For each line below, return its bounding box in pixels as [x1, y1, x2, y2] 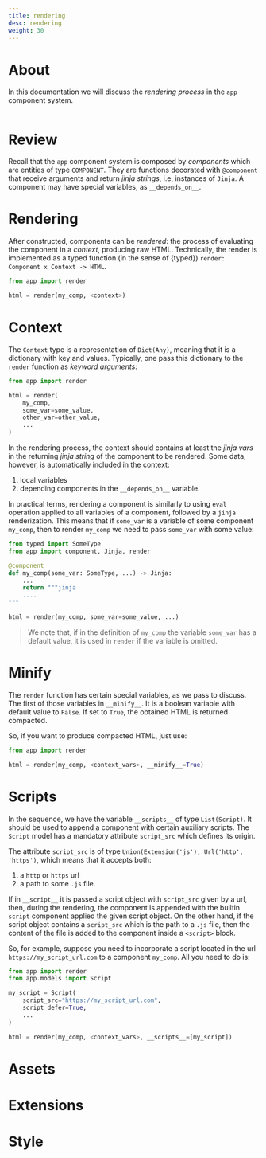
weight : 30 [8, 26, 44, 34]
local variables [19, 475, 67, 484]
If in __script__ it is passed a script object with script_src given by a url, [8, 894, 248, 904]
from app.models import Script [8, 975, 112, 983]
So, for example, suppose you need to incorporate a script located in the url [8, 943, 256, 953]
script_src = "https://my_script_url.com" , [22, 996, 161, 1004]
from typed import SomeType [8, 540, 102, 548]
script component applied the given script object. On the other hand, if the [8, 911, 254, 921]
